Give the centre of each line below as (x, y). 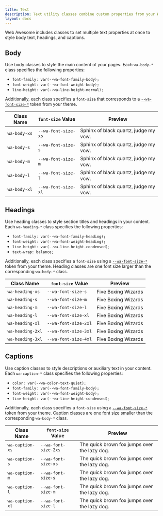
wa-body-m (19, 162)
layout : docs (18, 18)
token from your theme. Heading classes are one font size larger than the (78, 266)
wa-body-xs (20, 134)
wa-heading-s (23, 300)
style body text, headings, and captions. (45, 37)
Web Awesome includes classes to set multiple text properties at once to (78, 33)
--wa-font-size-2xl (69, 323)
